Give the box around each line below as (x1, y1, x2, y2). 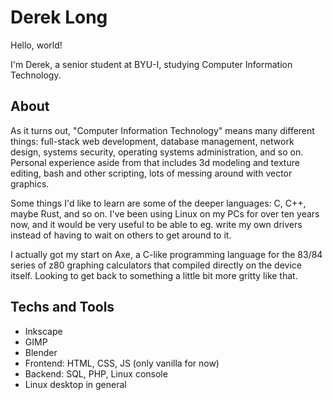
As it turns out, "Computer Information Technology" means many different (10, 124, 315, 136)
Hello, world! (10, 39, 63, 51)
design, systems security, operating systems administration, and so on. (10, 146, 304, 158)
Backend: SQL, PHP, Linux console (24, 367, 168, 380)
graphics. (10, 177, 50, 190)
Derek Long (10, 6, 108, 29)
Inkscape (24, 325, 63, 337)
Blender (24, 346, 58, 358)
